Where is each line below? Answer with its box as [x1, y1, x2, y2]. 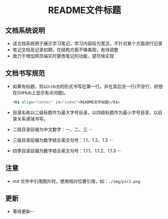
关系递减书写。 [17, 116, 48, 122]
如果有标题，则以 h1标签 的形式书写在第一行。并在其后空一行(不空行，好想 [12, 83, 163, 89]
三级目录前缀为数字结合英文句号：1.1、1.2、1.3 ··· [12, 137, 113, 143]
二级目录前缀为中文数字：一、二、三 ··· [12, 126, 93, 132]
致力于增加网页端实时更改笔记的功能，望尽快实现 [12, 53, 114, 59]
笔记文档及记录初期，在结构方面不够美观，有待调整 [12, 47, 119, 53]
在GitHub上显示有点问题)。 [12, 89, 69, 95]
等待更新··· [12, 208, 34, 214]
